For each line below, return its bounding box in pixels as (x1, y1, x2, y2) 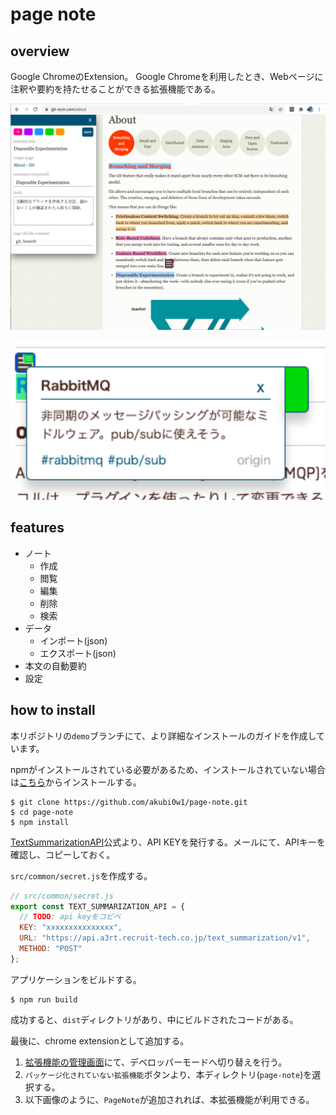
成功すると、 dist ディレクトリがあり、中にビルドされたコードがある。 (10, 1013, 299, 1025)
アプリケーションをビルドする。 (10, 973, 142, 985)
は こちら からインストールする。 (10, 776, 142, 788)
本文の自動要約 (24, 659, 87, 672)
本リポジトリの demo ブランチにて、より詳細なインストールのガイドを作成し (10, 729, 317, 742)
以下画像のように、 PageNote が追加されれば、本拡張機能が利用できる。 (24, 1093, 315, 1105)
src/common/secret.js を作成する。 (10, 869, 153, 882)
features (10, 519, 65, 537)
